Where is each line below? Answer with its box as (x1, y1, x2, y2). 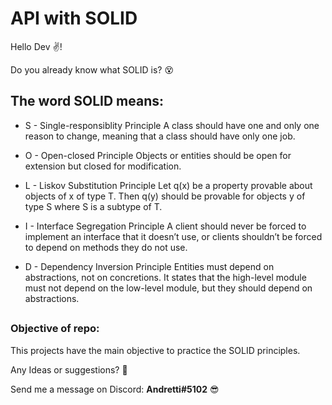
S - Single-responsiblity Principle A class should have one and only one (24, 119, 320, 131)
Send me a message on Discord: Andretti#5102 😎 (10, 383, 220, 395)
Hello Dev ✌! (10, 40, 63, 52)
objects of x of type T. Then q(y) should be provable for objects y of (24, 190, 306, 202)
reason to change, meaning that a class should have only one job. (24, 130, 296, 142)
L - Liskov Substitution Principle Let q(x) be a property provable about (24, 179, 313, 191)
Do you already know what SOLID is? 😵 (10, 63, 175, 76)
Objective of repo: (10, 322, 100, 336)
